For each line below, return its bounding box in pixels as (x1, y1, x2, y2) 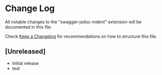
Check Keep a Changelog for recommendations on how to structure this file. (5, 33, 158, 39)
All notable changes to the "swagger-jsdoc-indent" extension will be (5, 19, 142, 25)
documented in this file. (5, 24, 52, 30)
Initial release (12, 60, 39, 66)
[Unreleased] (5, 47, 46, 56)
